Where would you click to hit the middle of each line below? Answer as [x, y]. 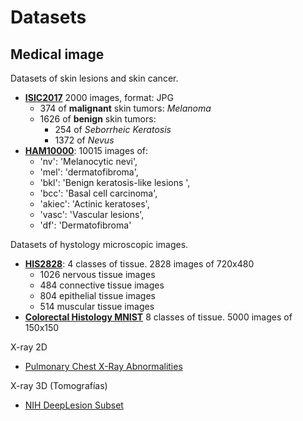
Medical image [57, 54]
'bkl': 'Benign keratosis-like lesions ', [115, 182]
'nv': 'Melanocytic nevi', [88, 161]
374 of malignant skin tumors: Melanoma [125, 108]
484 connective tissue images [102, 285]
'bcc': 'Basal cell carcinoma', [98, 193]
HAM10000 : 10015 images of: [86, 150]
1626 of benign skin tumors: [98, 119]
